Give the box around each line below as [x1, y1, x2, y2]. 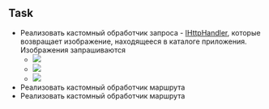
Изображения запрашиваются [19, 44, 126, 55]
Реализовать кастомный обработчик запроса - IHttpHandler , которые [19, 27, 261, 37]
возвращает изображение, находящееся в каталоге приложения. [19, 36, 247, 46]
